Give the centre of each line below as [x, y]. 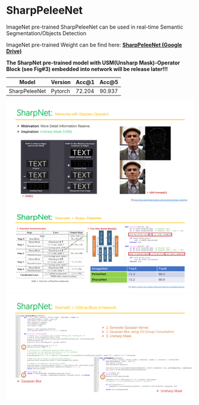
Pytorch [60, 91]
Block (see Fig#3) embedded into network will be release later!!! [87, 69]
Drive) [14, 51]
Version [61, 82]
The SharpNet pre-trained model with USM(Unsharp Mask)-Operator [93, 63]
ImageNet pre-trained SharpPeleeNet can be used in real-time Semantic [95, 27]
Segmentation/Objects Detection [46, 33]
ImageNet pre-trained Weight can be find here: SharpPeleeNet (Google [94, 45]
